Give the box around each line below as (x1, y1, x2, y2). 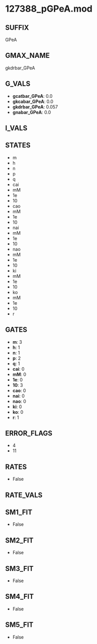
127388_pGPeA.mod (5, 3, 93, 15)
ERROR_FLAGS (5, 429, 53, 438)
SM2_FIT (5, 536, 34, 545)
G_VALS (5, 80, 31, 88)
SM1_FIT (5, 508, 33, 517)
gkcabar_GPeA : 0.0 (12, 98, 54, 104)
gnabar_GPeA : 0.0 (12, 109, 51, 115)
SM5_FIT (5, 621, 34, 629)
